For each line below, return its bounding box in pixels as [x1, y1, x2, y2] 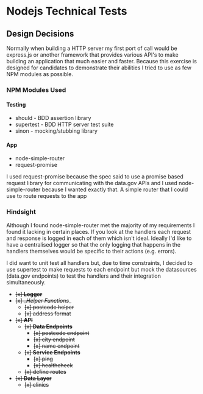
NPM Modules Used [6, 85, 66, 94]
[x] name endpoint [33, 342, 80, 350]
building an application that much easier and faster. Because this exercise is [6, 58, 197, 65]
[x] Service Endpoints [24, 348, 80, 356]
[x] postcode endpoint [33, 329, 90, 336]
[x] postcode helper [24, 303, 74, 311]
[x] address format [24, 309, 71, 317]
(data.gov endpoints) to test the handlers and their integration [6, 272, 162, 280]
